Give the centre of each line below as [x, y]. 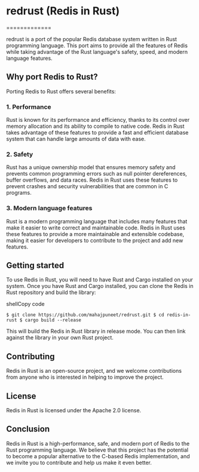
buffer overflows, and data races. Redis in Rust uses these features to [92, 180]
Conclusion [28, 429]
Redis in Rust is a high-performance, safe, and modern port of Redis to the [98, 443]
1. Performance [29, 107]
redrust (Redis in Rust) [63, 11]
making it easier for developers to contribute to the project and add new [95, 240]
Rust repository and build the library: [51, 292]
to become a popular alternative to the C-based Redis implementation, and [98, 456]
